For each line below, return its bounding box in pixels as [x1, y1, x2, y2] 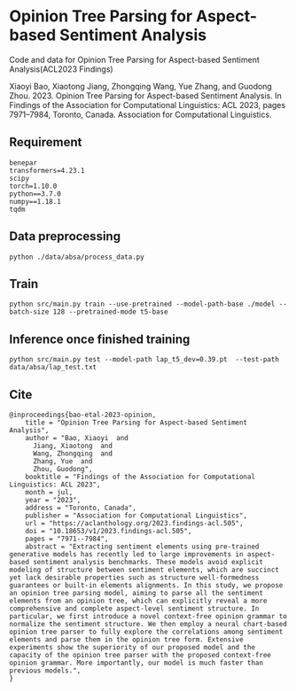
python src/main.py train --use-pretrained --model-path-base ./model [9, 299, 276, 309]
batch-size [9, 307, 50, 316]
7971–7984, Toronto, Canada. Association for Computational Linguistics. [9, 109, 272, 120]
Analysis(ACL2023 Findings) [9, 64, 113, 74]
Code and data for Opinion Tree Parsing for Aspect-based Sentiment [9, 54, 260, 65]
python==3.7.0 [9, 189, 62, 198]
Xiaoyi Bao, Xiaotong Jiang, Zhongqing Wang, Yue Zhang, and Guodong [9, 81, 272, 91]
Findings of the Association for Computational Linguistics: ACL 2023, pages [9, 99, 286, 110]
